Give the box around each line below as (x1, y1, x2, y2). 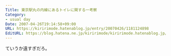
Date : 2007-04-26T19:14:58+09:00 (5, 21, 76, 27)
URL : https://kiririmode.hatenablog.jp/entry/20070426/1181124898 (5, 26, 149, 31)
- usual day (5, 17, 31, 22)
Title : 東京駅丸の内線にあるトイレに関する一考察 (5, 7, 97, 13)
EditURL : (5, 31, 24, 36)
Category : (5, 12, 26, 17)
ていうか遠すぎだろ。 (5, 45, 50, 51)
